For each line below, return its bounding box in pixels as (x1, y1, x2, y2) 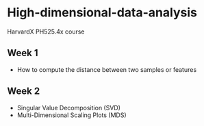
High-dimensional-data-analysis (7, 5, 197, 21)
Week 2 (7, 86, 40, 97)
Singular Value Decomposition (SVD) (16, 103, 121, 112)
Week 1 (7, 47, 38, 59)
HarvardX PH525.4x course (7, 27, 85, 36)
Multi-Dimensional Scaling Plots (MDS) (16, 111, 127, 119)
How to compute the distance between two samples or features (16, 65, 197, 73)
